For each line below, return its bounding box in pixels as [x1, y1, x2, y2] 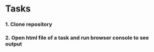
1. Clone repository [5, 21, 52, 28]
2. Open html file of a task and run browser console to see [5, 34, 149, 41]
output [5, 40, 22, 47]
